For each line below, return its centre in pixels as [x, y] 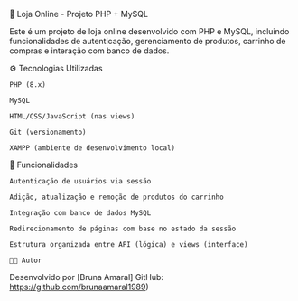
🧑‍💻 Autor [26, 260]
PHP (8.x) [28, 85]
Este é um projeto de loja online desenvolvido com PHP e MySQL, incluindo [149, 31]
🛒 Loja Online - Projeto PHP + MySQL [79, 14]
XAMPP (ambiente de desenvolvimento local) [93, 148]
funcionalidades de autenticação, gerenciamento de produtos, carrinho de [148, 41]
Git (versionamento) [48, 132]
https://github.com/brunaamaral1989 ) [79, 287]
